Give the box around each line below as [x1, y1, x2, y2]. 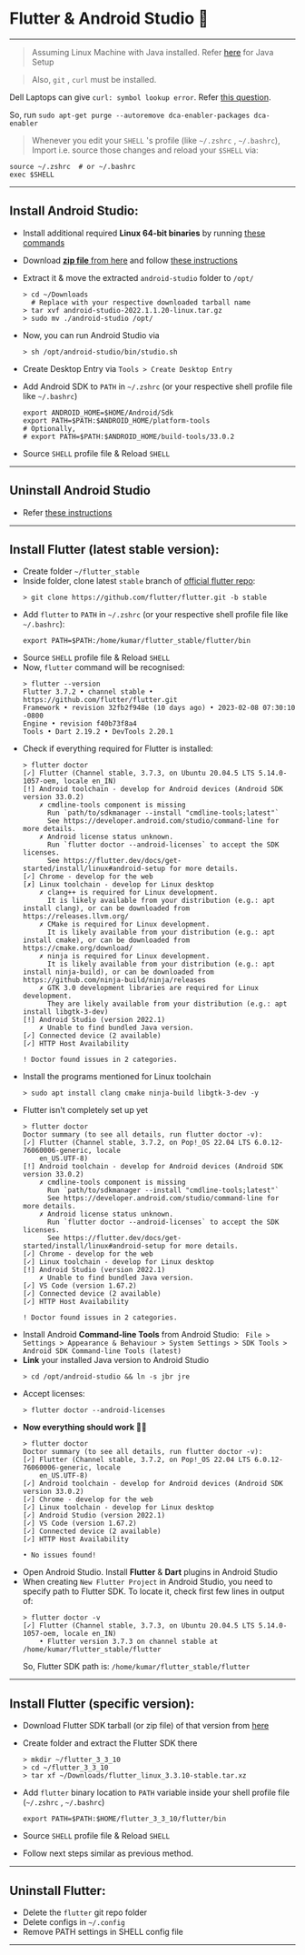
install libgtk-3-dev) [22, 1008, 109, 1017]
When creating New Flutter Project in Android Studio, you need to [22, 1577, 273, 1588]
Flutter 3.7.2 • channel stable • [22, 687, 153, 697]
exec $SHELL [9, 170, 54, 179]
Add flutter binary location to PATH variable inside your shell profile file [22, 1787, 290, 1799]
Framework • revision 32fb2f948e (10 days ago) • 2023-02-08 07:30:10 [22, 704, 296, 713]
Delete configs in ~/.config [22, 1917, 125, 1927]
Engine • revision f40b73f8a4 [22, 719, 138, 728]
